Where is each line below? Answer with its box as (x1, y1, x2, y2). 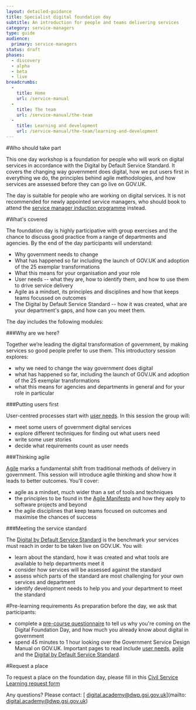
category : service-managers (6, 25, 75, 31)
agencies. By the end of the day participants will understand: (6, 239, 153, 246)
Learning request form (6, 680, 60, 687)
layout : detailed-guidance (6, 8, 72, 15)
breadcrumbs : (6, 80, 38, 85)
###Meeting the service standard (6, 524, 87, 531)
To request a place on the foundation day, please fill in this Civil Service (6, 674, 178, 681)
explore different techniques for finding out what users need (14, 430, 160, 437)
